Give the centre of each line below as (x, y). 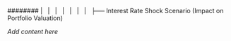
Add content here (33, 32)
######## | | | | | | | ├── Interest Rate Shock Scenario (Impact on (115, 11)
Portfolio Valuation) (35, 18)
